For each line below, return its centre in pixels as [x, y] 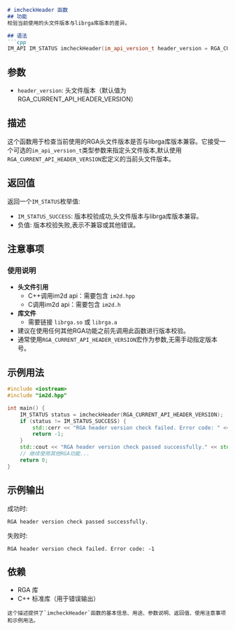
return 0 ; [34, 460]
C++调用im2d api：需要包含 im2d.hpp [81, 296]
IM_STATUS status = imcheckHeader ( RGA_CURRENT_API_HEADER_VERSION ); [122, 415]
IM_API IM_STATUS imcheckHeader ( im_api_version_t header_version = [108, 49]
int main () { [26, 408]
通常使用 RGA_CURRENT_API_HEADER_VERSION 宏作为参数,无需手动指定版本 [117, 340]
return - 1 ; [48, 434]
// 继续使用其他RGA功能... [55, 454]
